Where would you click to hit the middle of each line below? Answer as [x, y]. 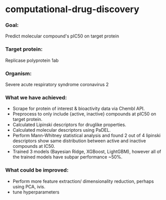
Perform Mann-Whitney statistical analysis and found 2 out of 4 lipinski [87, 136]
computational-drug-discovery [72, 9]
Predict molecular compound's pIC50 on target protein [62, 36]
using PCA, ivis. [29, 186]
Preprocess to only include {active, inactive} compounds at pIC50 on [84, 114]
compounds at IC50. [34, 146]
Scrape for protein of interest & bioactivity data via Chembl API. [79, 109]
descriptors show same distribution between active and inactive [79, 141]
